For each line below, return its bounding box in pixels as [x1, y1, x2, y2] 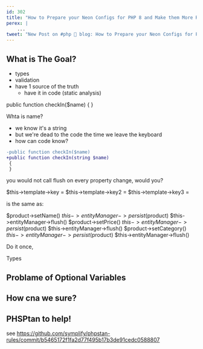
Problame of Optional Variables [6, 272, 126, 282]
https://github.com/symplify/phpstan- [16, 330, 111, 337]
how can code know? [14, 137, 68, 144]
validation [14, 76, 40, 84]
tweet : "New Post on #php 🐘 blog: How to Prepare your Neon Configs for [6, 32, 193, 38]
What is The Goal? [6, 54, 77, 64]
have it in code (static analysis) [24, 89, 101, 96]
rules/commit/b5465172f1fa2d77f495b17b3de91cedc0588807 [6, 336, 160, 344]
